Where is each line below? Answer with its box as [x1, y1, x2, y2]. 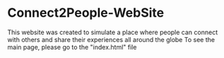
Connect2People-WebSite [7, 5, 165, 21]
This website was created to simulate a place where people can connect [7, 28, 218, 36]
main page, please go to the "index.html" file [7, 43, 137, 51]
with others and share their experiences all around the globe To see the [7, 35, 216, 43]
